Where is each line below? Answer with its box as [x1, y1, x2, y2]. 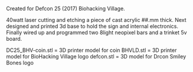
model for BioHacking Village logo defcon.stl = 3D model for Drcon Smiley [6, 53, 187, 60]
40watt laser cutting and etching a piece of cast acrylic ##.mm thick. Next [6, 17, 187, 23]
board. [6, 35, 22, 42]
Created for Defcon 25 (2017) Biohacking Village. [6, 5, 125, 12]
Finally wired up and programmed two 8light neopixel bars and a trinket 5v [6, 29, 187, 36]
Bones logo [6, 59, 34, 66]
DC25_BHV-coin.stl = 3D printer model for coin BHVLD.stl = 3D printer [6, 47, 177, 54]
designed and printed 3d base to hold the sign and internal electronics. [6, 23, 179, 30]
